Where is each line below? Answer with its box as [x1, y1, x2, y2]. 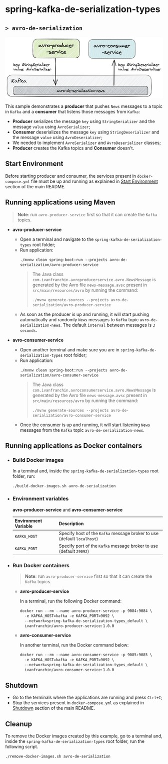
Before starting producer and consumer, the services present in [5, 173, 136, 179]
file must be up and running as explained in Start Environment [30, 178, 158, 184]
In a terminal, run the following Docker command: [19, 598, 121, 604]
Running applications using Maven [5, 198, 115, 207]
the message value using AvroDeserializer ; [12, 134, 102, 140]
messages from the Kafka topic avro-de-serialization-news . [19, 427, 145, 433]
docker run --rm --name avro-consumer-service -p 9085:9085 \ [19, 653, 152, 658]
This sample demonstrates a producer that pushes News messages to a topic [5, 103, 162, 109]
